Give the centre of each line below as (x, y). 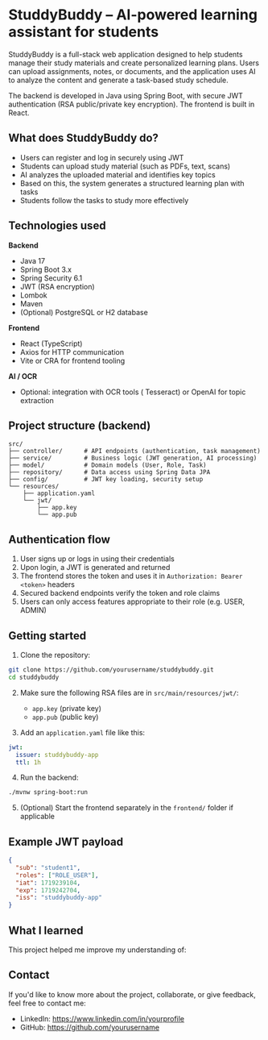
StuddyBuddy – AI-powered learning (133, 15)
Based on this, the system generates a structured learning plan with (132, 183)
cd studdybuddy (34, 677)
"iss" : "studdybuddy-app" (59, 898)
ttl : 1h (29, 762)
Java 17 (33, 260)
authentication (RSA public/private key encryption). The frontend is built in (132, 104)
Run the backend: (49, 778)
